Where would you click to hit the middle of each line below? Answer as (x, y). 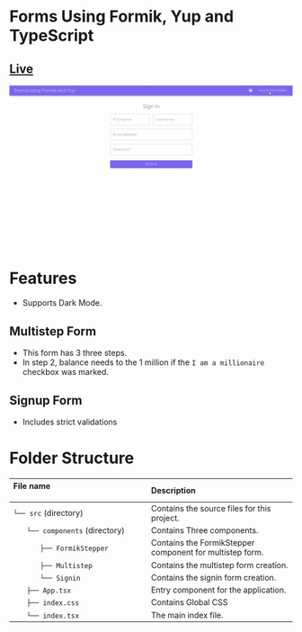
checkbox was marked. (66, 372)
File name (32, 485)
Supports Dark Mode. (62, 303)
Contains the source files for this (211, 508)
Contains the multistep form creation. (220, 565)
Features (43, 278)
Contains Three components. (205, 530)
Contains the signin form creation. (214, 577)
